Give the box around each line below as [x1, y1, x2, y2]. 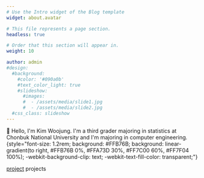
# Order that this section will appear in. [6, 42, 119, 49]
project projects [6, 165, 47, 172]
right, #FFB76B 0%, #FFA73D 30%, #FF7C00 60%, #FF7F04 [36, 146, 189, 154]
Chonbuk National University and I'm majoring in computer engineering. [6, 133, 188, 141]
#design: [6, 65, 29, 71]
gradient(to [6, 146, 35, 154]
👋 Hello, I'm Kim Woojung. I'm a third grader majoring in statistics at [6, 127, 177, 135]
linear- [165, 140, 182, 147]
